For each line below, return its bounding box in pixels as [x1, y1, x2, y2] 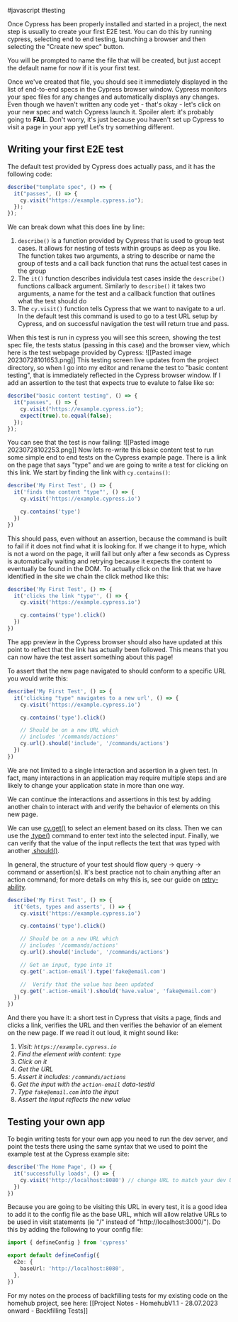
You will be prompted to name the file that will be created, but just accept [7, 56, 221, 65]
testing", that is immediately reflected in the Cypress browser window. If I [7, 371, 221, 379]
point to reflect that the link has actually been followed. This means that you [7, 645, 229, 654]
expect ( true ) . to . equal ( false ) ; [20, 412, 113, 419]
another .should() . [7, 846, 60, 855]
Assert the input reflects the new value [17, 1095, 131, 1104]
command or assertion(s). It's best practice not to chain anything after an [7, 867, 221, 876]
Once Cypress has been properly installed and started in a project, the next [7, 20, 227, 28]
